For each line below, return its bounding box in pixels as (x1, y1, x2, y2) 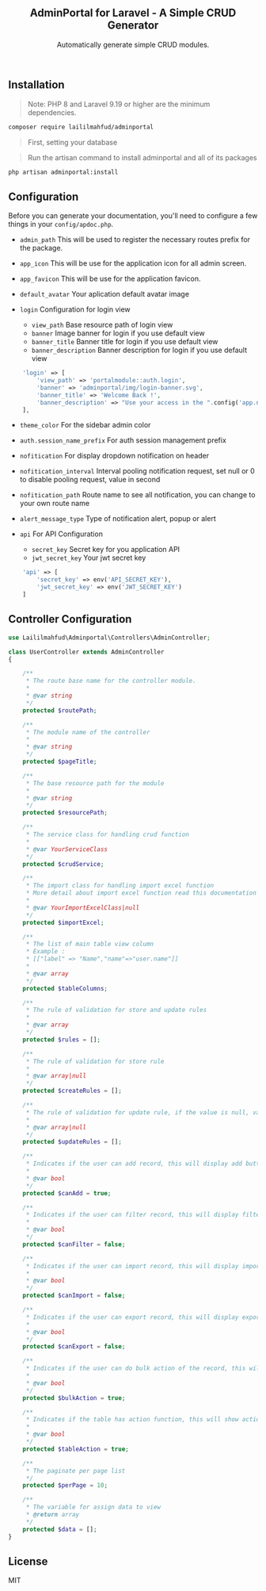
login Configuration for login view (19, 305, 131, 314)
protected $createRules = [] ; (22, 1087, 123, 1095)
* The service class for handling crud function (25, 830, 190, 838)
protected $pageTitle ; (22, 757, 97, 765)
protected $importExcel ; (22, 918, 104, 926)
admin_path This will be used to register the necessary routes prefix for (19, 235, 251, 244)
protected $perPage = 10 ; (22, 1482, 108, 1489)
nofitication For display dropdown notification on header (19, 451, 210, 461)
